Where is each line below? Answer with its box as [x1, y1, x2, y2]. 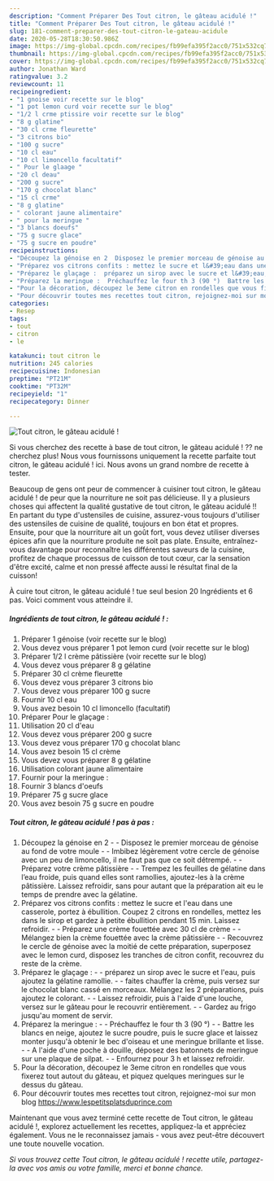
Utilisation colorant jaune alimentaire [20, 764, 144, 774]
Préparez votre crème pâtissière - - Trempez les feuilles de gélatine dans [20, 864, 266, 873]
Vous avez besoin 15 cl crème [20, 746, 121, 757]
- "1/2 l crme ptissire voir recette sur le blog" [9, 111, 185, 119]
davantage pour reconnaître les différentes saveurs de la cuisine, [27, 545, 245, 554]
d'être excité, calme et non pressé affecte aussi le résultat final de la [9, 562, 238, 572]
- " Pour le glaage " [9, 164, 83, 172]
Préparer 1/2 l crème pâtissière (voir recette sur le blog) [20, 652, 207, 662]
